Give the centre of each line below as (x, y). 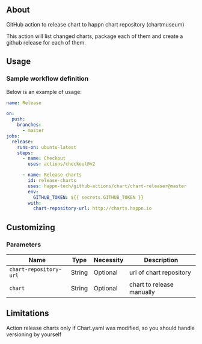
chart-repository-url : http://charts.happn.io (92, 208)
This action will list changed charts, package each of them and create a (95, 36)
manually (142, 292)
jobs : (13, 136)
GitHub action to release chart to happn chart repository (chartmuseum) (95, 24)
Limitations (28, 314)
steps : (25, 153)
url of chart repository (160, 272)
